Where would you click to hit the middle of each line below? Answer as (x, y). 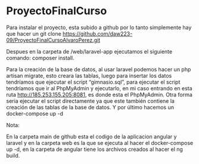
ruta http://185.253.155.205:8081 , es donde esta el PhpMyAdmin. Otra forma (99, 94)
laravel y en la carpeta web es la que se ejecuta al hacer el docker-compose (100, 143)
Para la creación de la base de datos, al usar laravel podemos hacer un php (99, 69)
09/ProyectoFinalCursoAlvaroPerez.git (53, 40)
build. (13, 155)
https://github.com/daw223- (97, 33)
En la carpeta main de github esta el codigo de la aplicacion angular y (91, 136)
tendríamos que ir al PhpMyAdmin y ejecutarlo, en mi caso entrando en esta (99, 88)
